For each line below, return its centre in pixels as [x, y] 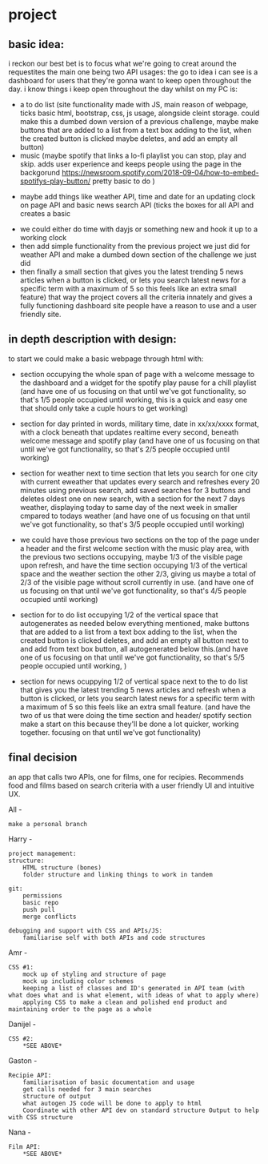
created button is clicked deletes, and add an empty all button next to [134, 640]
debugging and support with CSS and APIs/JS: [85, 930]
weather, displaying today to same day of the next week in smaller [129, 507]
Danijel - [22, 1024]
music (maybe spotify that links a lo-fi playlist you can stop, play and [133, 155]
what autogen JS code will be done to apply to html [112, 1103]
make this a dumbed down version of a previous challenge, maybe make [139, 121]
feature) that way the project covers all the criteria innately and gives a [136, 297]
